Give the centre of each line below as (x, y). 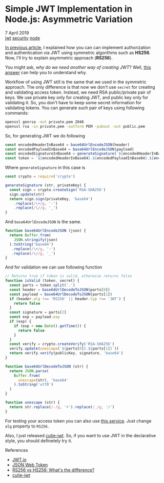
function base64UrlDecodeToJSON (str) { (47, 367)
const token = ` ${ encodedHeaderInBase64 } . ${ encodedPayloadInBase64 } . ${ (79, 158)
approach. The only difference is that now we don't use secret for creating (80, 87)
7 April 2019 (17, 33)
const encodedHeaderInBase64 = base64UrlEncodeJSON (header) (68, 145)
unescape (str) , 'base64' (43, 380)
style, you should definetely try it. (39, 441)
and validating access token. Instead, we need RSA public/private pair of (78, 92)
